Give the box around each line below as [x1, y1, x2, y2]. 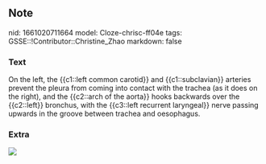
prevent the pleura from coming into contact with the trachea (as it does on [8, 84, 258, 93]
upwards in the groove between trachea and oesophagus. [8, 109, 201, 119]
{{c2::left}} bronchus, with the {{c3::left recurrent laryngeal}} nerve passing [8, 100, 260, 110]
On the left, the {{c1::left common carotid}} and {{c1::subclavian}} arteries [8, 75, 251, 84]
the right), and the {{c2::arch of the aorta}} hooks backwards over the [8, 92, 240, 101]
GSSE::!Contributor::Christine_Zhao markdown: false [8, 36, 183, 46]
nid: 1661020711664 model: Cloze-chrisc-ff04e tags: [8, 27, 183, 37]
